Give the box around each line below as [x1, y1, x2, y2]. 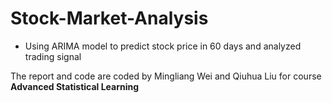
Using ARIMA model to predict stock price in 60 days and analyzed [24, 40, 302, 52]
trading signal [24, 50, 82, 62]
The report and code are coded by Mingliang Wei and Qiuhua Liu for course [10, 70, 322, 82]
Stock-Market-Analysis [10, 7, 209, 30]
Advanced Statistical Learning [10, 80, 140, 92]
